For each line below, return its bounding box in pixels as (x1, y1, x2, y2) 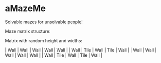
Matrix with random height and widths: (5, 37, 83, 44)
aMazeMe (5, 3, 46, 14)
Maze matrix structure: (5, 28, 51, 34)
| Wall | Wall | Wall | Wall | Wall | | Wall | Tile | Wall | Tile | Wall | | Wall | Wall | (5, 47, 157, 53)
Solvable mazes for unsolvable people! (5, 19, 83, 25)
